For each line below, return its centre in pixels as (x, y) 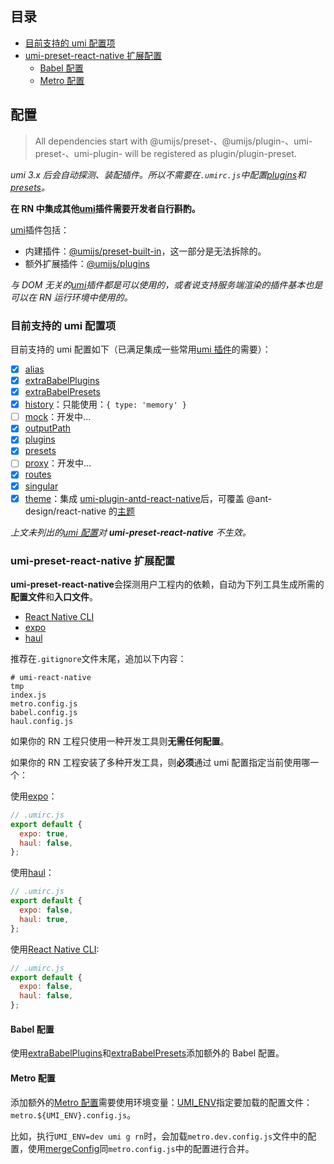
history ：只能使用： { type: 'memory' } (105, 404)
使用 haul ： (32, 873)
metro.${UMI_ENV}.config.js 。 (73, 1114)
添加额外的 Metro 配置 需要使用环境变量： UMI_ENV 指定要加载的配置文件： (161, 1102)
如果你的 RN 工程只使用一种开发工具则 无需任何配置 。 (120, 741)
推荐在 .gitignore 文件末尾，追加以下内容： (98, 658)
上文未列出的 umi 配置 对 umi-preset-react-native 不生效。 (131, 532)
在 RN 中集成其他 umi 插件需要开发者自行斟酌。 (105, 208)
